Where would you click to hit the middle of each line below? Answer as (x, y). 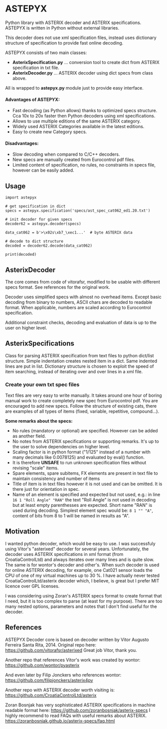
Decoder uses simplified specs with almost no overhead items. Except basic (83, 297)
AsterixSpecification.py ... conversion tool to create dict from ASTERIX (86, 62)
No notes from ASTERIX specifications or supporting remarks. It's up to (86, 441)
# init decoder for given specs (39, 220)
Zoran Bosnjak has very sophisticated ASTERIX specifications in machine (80, 705)
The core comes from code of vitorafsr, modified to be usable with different (83, 282)
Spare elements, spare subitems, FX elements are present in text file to (85, 473)
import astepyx (21, 198)
